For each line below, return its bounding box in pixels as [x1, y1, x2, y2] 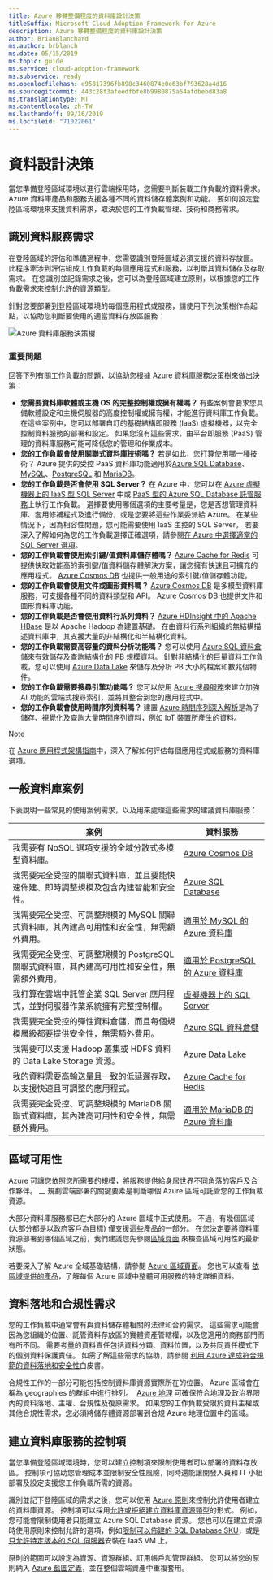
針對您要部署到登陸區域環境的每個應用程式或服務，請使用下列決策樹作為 [8, 301, 250, 310]
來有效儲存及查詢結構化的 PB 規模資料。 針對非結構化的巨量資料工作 [27, 651, 257, 661]
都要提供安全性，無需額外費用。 [37, 1028, 160, 1039]
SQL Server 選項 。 [19, 539, 83, 549]
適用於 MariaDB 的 [183, 1104, 253, 1115]
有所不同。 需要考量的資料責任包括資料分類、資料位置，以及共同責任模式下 [8, 1340, 260, 1350]
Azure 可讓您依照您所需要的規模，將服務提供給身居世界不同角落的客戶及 [8, 1175, 251, 1185]
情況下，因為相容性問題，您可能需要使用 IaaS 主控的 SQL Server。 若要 [19, 519, 260, 529]
